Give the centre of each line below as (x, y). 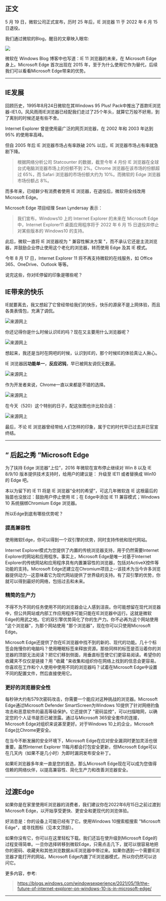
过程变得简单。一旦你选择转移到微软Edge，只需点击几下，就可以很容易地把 (82, 844)
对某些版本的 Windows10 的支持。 (52, 231)
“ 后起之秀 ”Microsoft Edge (47, 455)
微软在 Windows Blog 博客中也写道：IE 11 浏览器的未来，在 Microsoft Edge (81, 58)
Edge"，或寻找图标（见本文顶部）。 (41, 827)
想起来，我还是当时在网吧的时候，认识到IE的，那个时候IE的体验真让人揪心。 (83, 353)
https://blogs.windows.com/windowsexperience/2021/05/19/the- (83, 883)
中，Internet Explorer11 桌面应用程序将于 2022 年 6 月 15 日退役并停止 (88, 224)
